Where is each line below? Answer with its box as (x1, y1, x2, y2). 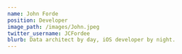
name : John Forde (7, 10, 59, 18)
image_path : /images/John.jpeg (7, 23, 100, 30)
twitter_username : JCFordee (7, 29, 91, 37)
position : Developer (7, 17, 69, 24)
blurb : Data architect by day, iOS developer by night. (7, 36, 176, 43)
